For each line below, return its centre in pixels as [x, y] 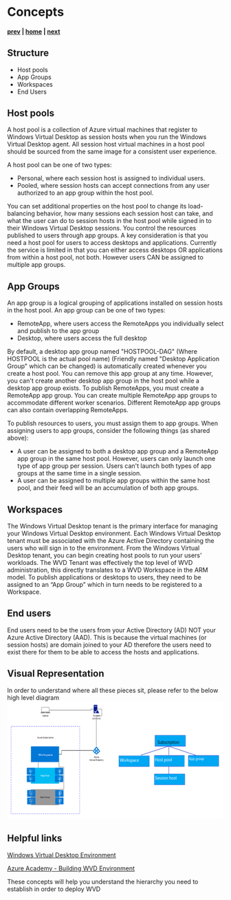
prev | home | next [34, 31]
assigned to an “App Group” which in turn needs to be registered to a [105, 585]
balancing [21, 213]
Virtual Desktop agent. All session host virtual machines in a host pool [106, 144]
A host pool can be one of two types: [59, 165]
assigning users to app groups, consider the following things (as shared [109, 431]
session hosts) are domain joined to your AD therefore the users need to [109, 645]
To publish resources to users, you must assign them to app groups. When [113, 423]
